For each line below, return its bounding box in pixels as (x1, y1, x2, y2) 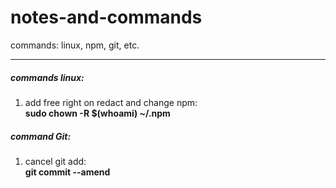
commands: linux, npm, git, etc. (10, 39, 140, 51)
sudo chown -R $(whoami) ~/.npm (24, 107, 171, 119)
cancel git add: (24, 155, 87, 167)
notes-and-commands (10, 6, 203, 29)
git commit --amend (24, 166, 111, 178)
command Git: (10, 130, 72, 142)
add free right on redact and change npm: (24, 96, 198, 108)
